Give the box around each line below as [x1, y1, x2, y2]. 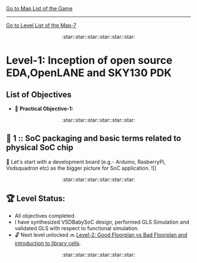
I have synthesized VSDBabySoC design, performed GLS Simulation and [14, 218, 189, 225]
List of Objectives [6, 89, 72, 99]
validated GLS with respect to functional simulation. [14, 224, 140, 231]
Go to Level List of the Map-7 [6, 22, 77, 29]
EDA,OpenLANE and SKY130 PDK [6, 66, 172, 80]
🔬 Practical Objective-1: [14, 105, 74, 112]
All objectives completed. [14, 212, 76, 219]
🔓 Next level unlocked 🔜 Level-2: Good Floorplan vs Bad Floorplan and [14, 231, 188, 238]
